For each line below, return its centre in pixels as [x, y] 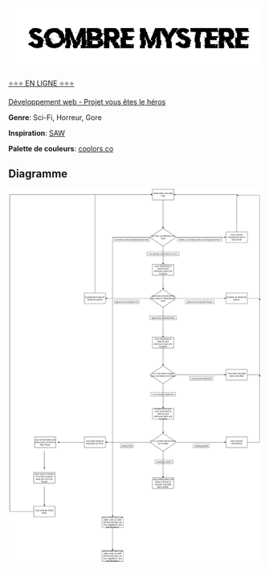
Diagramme [38, 174]
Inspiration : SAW [37, 133]
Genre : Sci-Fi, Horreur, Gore [55, 118]
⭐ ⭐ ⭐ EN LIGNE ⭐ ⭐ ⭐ [41, 83]
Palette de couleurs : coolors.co [61, 149]
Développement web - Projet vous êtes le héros [87, 102]
